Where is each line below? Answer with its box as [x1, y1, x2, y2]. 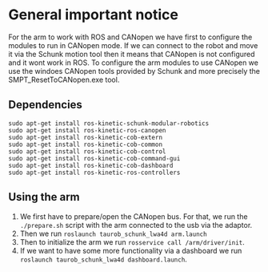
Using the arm [8, 190, 80, 204]
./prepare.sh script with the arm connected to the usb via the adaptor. [19, 220, 253, 229]
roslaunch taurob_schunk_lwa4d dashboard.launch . [19, 254, 188, 264]
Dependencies [8, 98, 82, 112]
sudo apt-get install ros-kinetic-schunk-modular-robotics [8, 119, 210, 128]
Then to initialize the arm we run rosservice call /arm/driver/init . [19, 237, 246, 246]
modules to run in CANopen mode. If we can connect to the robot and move [8, 40, 258, 50]
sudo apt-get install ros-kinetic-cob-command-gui [8, 154, 181, 162]
